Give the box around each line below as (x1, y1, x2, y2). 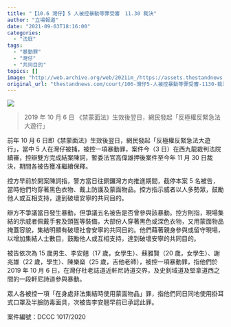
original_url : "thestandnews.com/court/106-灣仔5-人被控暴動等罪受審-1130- (7, 81, 218, 87)
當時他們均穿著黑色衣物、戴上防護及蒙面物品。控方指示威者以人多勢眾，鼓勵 (7, 185, 224, 193)
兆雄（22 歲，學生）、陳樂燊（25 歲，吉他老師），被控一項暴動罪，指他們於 (7, 257, 218, 266)
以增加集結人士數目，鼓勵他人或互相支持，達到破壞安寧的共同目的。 (7, 235, 200, 243)
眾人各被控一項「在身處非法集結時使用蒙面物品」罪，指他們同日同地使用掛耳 (7, 290, 224, 298)
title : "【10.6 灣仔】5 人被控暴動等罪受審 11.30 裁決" (7, 10, 157, 17)
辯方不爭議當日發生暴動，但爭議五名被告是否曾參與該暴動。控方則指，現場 (7, 209, 218, 217)
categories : (7, 29, 41, 36)
